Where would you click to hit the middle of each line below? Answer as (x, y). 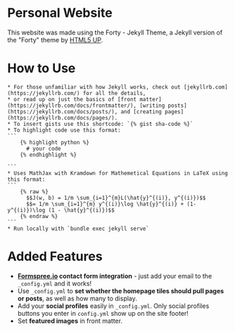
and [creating (141, 111)
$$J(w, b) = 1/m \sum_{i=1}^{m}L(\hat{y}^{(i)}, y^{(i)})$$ (116, 198)
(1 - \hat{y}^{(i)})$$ (81, 210)
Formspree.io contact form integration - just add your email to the (115, 276)
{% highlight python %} (55, 142)
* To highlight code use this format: (64, 130)
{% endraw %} (39, 216)
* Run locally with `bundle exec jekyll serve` (78, 229)
